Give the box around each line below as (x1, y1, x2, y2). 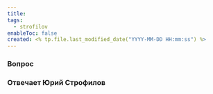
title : (7, 10, 26, 17)
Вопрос (7, 59, 34, 69)
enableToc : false (7, 29, 58, 37)
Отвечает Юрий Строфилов (7, 77, 106, 87)
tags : (7, 17, 23, 24)
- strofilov (13, 23, 49, 30)
